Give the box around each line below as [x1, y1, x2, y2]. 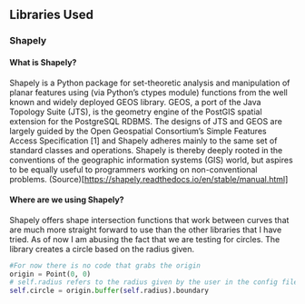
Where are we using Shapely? [9, 194, 124, 205]
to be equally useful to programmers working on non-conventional [9, 163, 258, 175]
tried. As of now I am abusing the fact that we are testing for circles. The [9, 233, 280, 244]
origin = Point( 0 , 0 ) [9, 270, 92, 279]
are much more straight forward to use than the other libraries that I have [9, 224, 282, 235]
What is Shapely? [9, 56, 77, 67]
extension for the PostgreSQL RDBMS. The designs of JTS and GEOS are [9, 115, 283, 126]
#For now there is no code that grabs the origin [9, 260, 202, 270]
